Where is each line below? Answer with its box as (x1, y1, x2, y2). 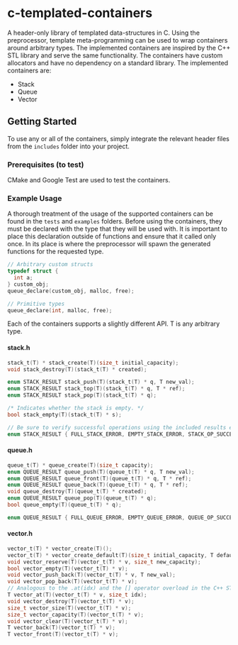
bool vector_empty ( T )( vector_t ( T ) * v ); (7, 565, 129, 572)
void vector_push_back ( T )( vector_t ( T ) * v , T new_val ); (7, 571, 176, 579)
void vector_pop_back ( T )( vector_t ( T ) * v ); (7, 578, 138, 585)
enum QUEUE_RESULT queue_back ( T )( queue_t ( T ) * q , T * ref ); (7, 481, 189, 489)
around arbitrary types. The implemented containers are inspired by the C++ (7, 43, 231, 52)
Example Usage (7, 193, 62, 203)
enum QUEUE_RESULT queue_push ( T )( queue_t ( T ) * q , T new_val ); (7, 468, 195, 475)
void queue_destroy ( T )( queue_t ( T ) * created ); (7, 488, 147, 495)
